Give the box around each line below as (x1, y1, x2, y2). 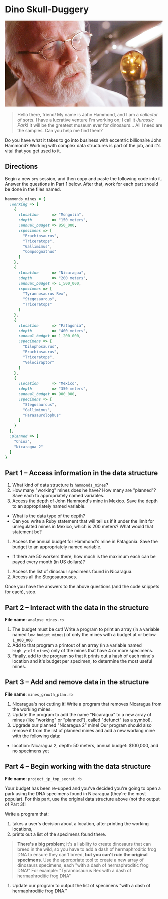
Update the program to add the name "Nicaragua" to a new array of (12, 711, 152, 717)
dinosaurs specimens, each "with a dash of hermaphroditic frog (17, 862, 149, 868)
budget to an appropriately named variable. (12, 544, 102, 550)
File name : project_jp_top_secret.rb (5, 775, 82, 781)
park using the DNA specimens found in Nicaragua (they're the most (5, 790, 146, 796)
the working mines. (12, 706, 52, 712)
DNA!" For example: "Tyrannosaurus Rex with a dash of (17, 867, 131, 873)
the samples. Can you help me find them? (17, 127, 103, 133)
